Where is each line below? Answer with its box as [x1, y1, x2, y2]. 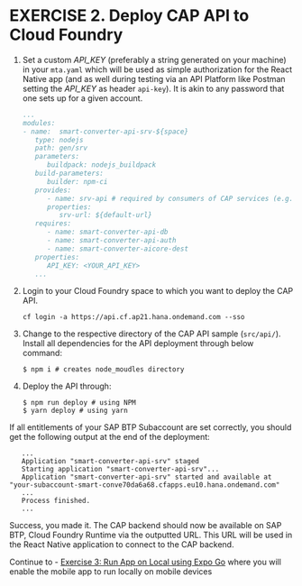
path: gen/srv [34, 143, 88, 153]
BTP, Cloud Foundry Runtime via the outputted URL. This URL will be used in [9, 529, 293, 541]
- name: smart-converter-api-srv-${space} [22, 127, 189, 136]
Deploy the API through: [22, 380, 112, 392]
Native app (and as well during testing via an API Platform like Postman [22, 73, 286, 84]
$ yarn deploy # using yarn [22, 407, 128, 416]
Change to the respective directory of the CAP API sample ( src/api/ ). [22, 328, 281, 339]
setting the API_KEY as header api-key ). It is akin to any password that [22, 83, 285, 94]
